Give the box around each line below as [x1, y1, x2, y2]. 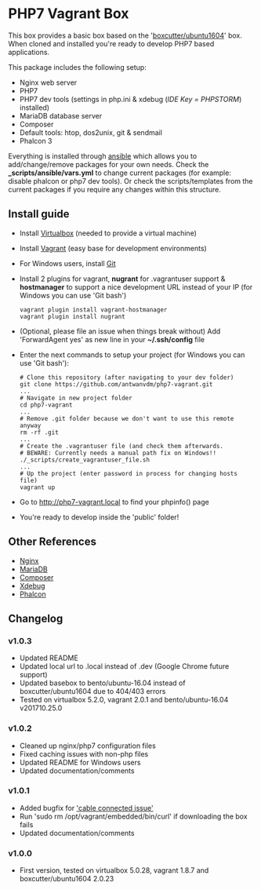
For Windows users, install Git [19, 258, 116, 268]
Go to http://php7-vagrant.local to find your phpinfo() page [19, 497, 209, 506]
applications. [8, 47, 49, 57]
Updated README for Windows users [19, 757, 141, 767]
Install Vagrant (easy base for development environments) [19, 243, 208, 253]
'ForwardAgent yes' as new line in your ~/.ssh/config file [19, 334, 205, 344]
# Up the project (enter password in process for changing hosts [19, 469, 237, 477]
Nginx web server [19, 78, 78, 87]
